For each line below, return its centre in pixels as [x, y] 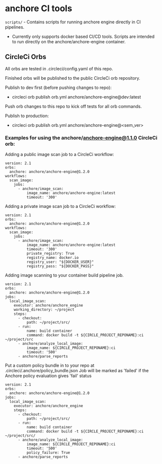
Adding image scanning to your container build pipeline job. [65, 275]
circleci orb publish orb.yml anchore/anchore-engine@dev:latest [76, 97]
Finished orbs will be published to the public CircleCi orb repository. [73, 78]
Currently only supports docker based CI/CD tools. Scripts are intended [83, 36]
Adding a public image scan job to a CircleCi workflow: [60, 155]
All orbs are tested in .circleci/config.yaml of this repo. [59, 69]
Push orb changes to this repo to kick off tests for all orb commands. [73, 106]
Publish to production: [27, 116]
